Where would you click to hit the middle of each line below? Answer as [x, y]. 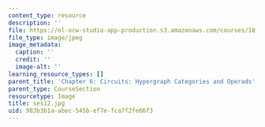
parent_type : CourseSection [54, 89]
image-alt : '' [38, 67]
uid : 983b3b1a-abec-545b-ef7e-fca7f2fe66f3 [81, 111]
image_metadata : [35, 45]
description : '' [35, 23]
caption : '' [35, 52]
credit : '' [33, 60]
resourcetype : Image [42, 96]
